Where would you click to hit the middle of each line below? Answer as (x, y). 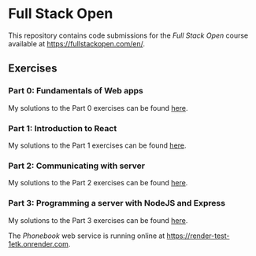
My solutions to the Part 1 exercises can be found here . (97, 145)
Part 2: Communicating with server (77, 166)
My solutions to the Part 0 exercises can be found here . (98, 108)
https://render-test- (198, 236)
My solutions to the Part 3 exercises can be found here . (98, 220)
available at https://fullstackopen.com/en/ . (77, 43)
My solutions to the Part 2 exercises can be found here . (98, 183)
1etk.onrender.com (39, 243)
